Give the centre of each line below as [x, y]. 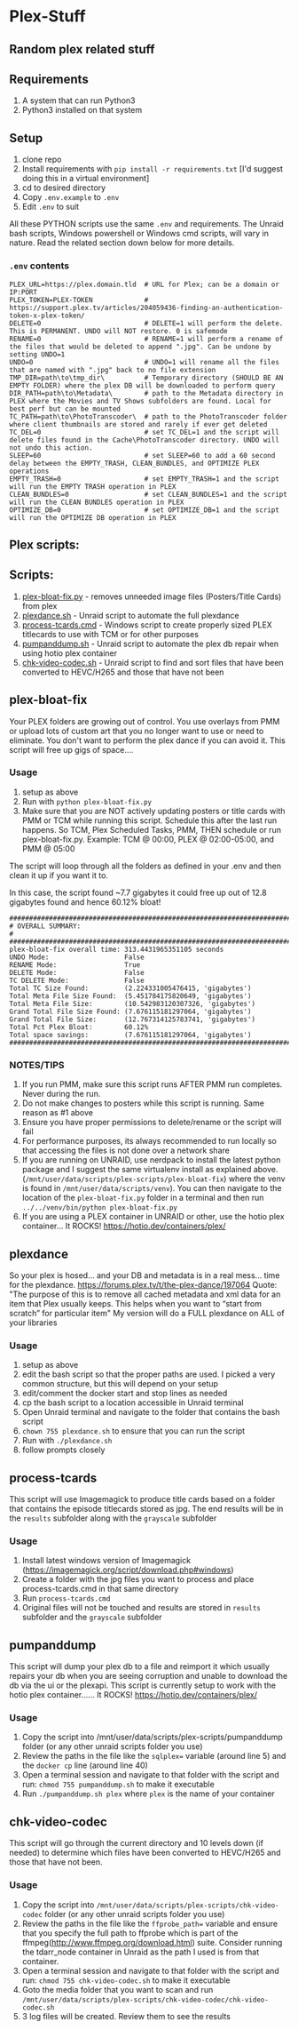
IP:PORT [24, 292]
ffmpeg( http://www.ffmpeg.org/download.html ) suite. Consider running [152, 1942]
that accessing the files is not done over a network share [126, 1151]
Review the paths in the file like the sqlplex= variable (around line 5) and [154, 1756]
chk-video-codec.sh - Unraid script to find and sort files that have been [153, 662]
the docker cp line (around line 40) [85, 1765]
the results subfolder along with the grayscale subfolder [113, 1518]
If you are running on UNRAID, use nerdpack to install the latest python [151, 1160]
